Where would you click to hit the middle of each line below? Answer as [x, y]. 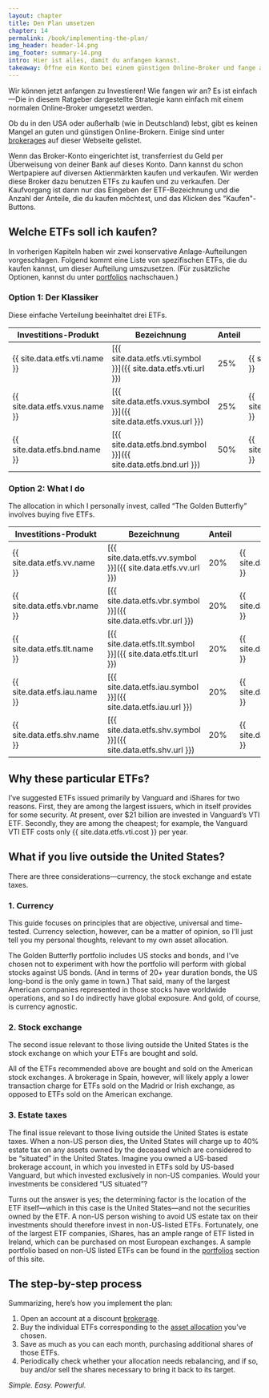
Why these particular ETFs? [79, 778]
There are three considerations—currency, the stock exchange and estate [130, 876]
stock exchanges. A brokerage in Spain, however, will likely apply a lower [129, 1078]
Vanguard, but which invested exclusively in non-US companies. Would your [134, 1175]
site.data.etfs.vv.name [54, 563]
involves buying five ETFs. [52, 514]
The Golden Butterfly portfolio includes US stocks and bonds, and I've [124, 956]
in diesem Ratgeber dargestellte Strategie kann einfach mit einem [136, 99]
